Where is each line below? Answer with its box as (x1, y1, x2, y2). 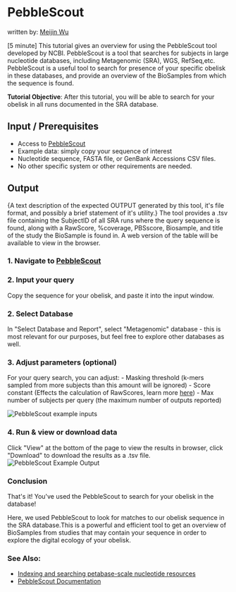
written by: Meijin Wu (7, 28, 69, 36)
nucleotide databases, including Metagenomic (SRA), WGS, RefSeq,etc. (7, 56, 216, 64)
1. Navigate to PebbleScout (7, 256, 101, 266)
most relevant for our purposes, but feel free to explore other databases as (7, 333, 225, 341)
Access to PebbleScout (17, 139, 86, 148)
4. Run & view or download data (7, 427, 118, 437)
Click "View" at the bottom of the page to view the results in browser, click (7, 443, 223, 452)
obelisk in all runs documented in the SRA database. (7, 100, 159, 108)
